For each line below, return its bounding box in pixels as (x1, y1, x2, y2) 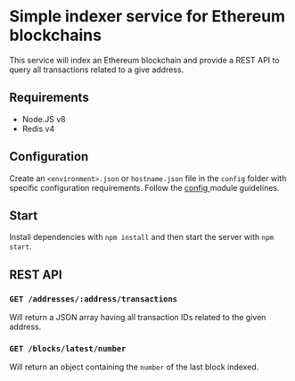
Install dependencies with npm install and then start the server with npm (9, 232, 275, 243)
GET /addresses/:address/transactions (9, 294, 178, 304)
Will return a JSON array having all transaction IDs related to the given (9, 312, 266, 323)
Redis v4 (21, 123, 55, 134)
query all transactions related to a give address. (9, 64, 184, 75)
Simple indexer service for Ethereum (9, 6, 286, 27)
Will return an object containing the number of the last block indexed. (9, 361, 259, 372)
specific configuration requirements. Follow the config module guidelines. (9, 182, 280, 193)
